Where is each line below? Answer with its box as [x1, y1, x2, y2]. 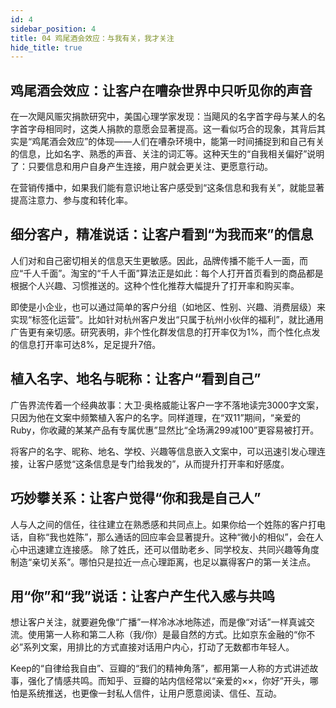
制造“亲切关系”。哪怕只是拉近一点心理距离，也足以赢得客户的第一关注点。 [10, 556, 317, 568]
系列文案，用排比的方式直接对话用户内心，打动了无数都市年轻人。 [23, 641, 295, 653]
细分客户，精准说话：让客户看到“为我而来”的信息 [10, 226, 314, 243]
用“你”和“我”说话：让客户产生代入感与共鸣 [10, 587, 276, 605]
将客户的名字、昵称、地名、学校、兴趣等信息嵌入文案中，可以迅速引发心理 [10, 445, 317, 457]
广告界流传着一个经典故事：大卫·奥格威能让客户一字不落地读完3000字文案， [10, 399, 325, 411]
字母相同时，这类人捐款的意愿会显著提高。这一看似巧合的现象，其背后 [27, 123, 317, 135]
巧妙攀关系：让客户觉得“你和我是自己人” [10, 490, 262, 507]
